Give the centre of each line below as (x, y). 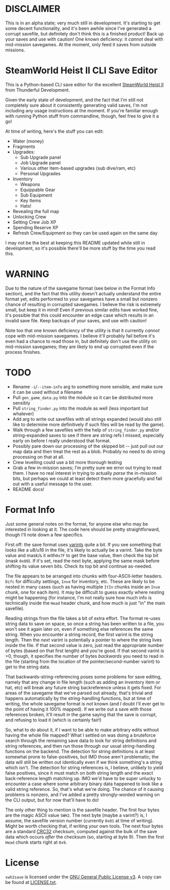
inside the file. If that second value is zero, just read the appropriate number (84, 645)
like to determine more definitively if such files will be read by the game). (89, 424)
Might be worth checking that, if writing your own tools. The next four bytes (84, 826)
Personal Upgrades (40, 173)
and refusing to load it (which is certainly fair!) (53, 720)
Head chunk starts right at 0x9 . (36, 842)
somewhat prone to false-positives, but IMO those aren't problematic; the (82, 757)
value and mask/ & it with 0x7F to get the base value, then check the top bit (82, 555)
